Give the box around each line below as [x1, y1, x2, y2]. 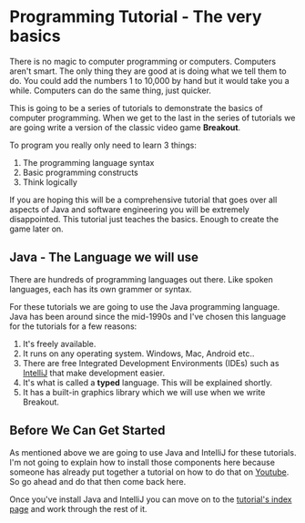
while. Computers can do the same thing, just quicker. [9, 85, 212, 96]
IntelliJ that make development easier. [22, 367, 166, 378]
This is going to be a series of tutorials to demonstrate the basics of [9, 102, 263, 113]
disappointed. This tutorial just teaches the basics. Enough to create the [9, 213, 280, 224]
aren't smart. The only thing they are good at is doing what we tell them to [9, 66, 287, 77]
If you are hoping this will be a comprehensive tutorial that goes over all [9, 194, 278, 205]
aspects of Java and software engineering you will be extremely [9, 203, 250, 215]
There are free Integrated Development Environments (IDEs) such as [22, 357, 280, 368]
